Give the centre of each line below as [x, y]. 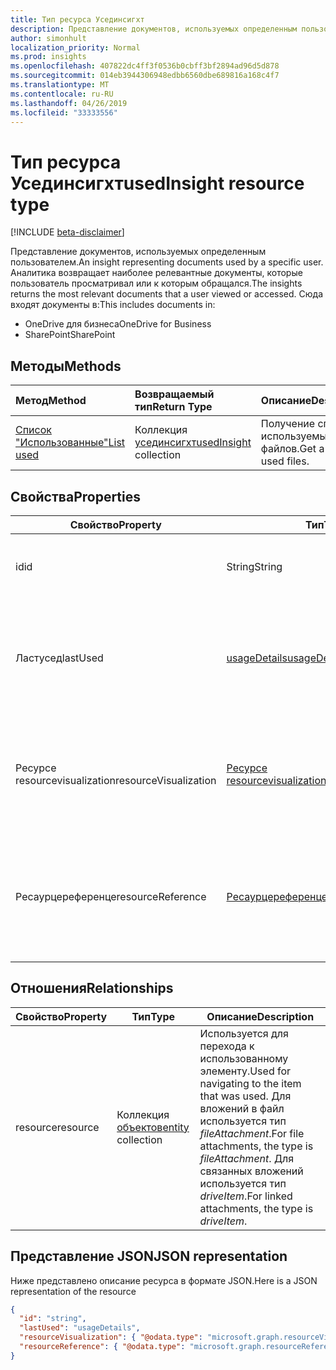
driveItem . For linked [246, 1196]
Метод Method [51, 401]
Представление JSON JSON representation [149, 1256]
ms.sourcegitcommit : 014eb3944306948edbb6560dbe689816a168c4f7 [145, 76]
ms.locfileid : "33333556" [64, 112]
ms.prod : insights [48, 57]
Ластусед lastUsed [59, 658]
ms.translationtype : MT [60, 85]
